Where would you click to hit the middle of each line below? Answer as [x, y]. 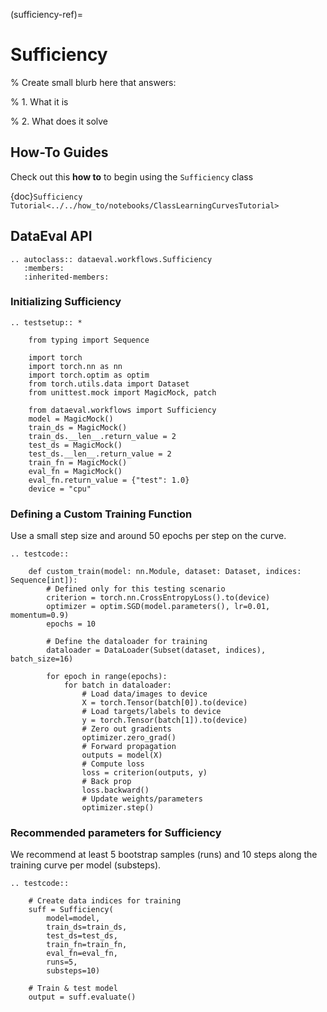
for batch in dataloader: [117, 685]
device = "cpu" [60, 489]
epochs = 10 [71, 624]
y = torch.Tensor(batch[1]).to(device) [164, 720]
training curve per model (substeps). [86, 865]
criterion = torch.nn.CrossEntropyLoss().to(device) [158, 598]
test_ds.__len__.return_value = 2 [100, 454]
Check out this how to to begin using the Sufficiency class [132, 176]
